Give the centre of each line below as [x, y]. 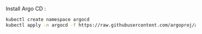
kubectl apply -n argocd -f [41, 25]
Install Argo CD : [26, 9]
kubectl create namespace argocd [48, 20]
